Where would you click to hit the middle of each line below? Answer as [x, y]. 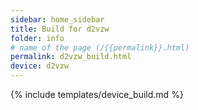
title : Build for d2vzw [60, 29]
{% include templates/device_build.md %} [97, 94]
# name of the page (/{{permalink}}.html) [100, 47]
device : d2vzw [40, 66]
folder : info [37, 38]
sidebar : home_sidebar [57, 19]
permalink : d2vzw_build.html [71, 57]
